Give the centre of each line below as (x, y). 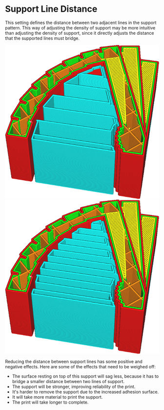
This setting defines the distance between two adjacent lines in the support (81, 23)
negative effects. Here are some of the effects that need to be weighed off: (81, 366)
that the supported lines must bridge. (42, 38)
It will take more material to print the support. (57, 397)
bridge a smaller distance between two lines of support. (68, 381)
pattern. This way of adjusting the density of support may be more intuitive (80, 27)
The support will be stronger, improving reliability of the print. (74, 386)
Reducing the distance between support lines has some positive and (74, 362)
